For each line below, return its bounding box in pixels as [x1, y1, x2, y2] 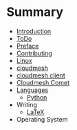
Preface [16, 41, 39, 50]
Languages [16, 86, 49, 94]
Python [26, 93, 47, 101]
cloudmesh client [16, 71, 66, 80]
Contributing [16, 49, 52, 57]
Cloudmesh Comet [16, 78, 70, 86]
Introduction [16, 27, 52, 35]
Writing [16, 100, 37, 109]
